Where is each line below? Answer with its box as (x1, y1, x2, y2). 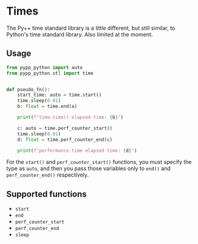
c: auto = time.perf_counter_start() (17, 125, 113, 131)
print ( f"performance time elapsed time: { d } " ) (17, 147, 137, 154)
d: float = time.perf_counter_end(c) (17, 137, 113, 143)
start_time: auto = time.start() (17, 92, 102, 98)
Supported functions (6, 189, 87, 199)
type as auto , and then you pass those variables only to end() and (6, 165, 171, 172)
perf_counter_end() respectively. (6, 171, 89, 178)
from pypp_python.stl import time (6, 70, 94, 76)
